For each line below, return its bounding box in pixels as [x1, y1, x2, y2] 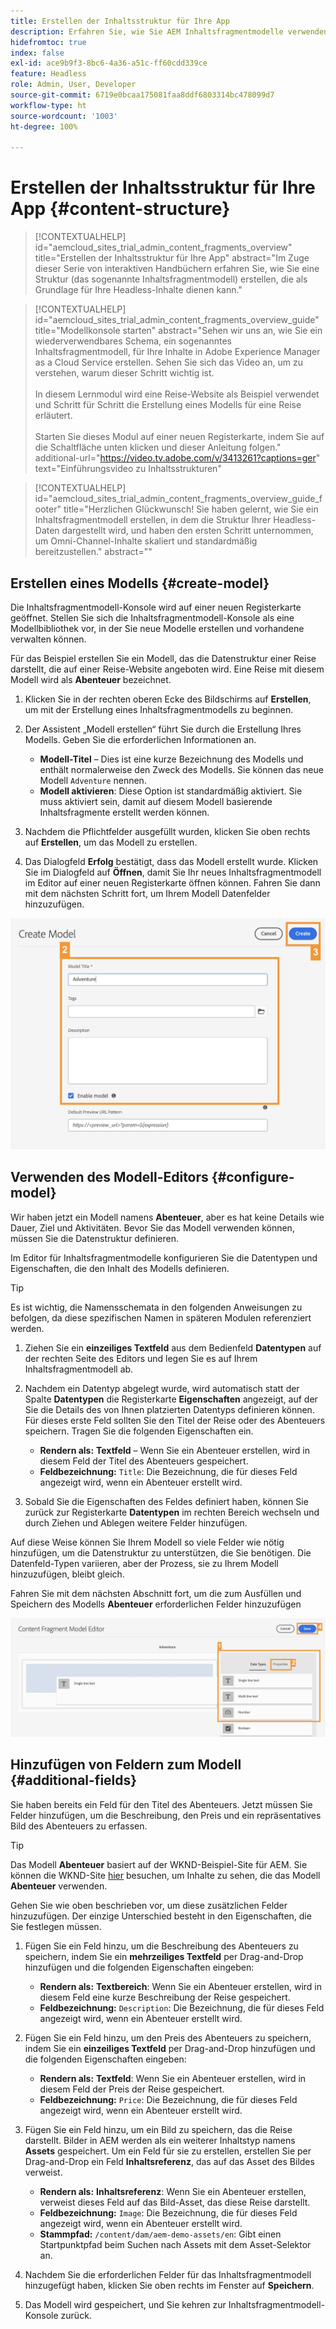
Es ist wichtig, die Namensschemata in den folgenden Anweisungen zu [10, 1301, 303, 1313]
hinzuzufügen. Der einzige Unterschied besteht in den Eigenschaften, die [10, 1910, 312, 1922]
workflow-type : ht [10, 100, 87, 110]
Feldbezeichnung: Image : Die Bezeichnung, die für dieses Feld [39, 2206, 298, 2219]
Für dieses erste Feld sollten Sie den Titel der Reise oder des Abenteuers [24, 1414, 326, 1426]
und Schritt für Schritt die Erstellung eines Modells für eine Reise [34, 399, 302, 411]
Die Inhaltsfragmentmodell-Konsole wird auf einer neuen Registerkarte [10, 601, 302, 613]
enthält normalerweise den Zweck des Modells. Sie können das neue [39, 764, 324, 775]
